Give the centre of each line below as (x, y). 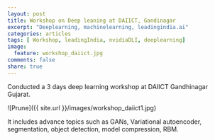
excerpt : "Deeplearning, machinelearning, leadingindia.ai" (98, 27)
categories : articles (39, 34)
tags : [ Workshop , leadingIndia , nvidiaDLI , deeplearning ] (97, 40)
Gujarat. (19, 94)
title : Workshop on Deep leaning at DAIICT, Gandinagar (92, 21)
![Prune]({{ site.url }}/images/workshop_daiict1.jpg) (82, 107)
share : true (25, 66)
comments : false (31, 60)
